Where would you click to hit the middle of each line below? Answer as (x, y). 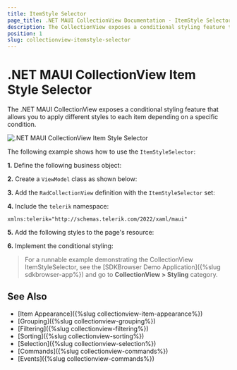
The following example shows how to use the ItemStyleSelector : (102, 152)
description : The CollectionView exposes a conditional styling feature (116, 27)
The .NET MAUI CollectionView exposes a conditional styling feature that (113, 109)
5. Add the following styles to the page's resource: (81, 233)
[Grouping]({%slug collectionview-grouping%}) (87, 321)
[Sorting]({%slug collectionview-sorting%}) (81, 336)
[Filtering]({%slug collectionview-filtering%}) (83, 328)
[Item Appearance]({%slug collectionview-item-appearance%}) (110, 314)
